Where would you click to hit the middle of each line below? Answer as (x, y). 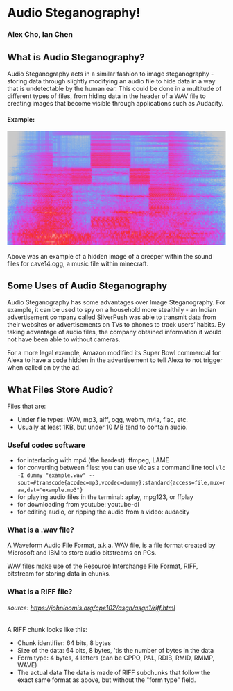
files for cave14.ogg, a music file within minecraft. (78, 264)
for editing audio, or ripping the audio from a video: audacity (103, 512)
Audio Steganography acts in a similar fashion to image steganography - (111, 74)
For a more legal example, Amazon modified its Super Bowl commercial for (114, 353)
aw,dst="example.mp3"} (50, 490)
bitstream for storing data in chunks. (59, 573)
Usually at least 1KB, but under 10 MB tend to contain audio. (103, 427)
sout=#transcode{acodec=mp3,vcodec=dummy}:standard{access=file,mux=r (121, 483)
